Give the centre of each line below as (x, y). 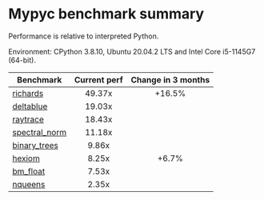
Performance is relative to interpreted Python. (84, 36)
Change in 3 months (170, 79)
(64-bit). (22, 60)
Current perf (99, 79)
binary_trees (35, 145)
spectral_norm (39, 132)
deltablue (30, 106)
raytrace (28, 119)
